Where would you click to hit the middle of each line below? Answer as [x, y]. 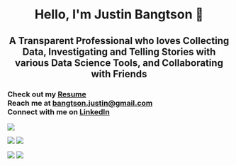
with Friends [119, 74]
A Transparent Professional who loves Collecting [119, 41]
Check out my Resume [47, 94]
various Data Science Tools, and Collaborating [119, 63]
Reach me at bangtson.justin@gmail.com [80, 103]
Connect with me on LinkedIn [58, 111]
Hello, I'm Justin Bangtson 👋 [119, 15]
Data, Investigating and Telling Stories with [119, 51]
